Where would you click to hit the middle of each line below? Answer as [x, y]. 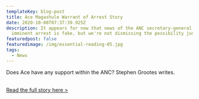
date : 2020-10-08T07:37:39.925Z [46, 22]
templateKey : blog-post [36, 11]
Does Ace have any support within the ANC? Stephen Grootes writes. [91, 72]
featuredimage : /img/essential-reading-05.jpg [65, 45]
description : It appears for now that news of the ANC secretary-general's [102, 28]
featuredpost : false [32, 39]
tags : [13, 50]
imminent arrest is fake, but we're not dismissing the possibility [98, 34]
